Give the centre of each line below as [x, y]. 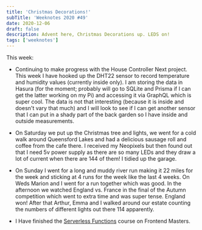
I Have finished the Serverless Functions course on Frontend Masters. [103, 221]
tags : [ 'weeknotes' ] [33, 40]
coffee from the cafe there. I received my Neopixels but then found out [104, 146]
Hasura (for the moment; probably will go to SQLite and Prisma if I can [103, 89]
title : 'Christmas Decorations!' [49, 12]
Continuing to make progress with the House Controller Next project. [101, 69]
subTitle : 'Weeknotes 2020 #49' [47, 18]
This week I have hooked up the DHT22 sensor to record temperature [102, 76]
